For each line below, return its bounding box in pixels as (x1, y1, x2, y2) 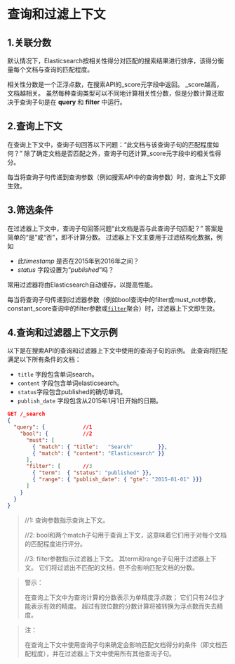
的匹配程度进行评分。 (24, 539, 86, 548)
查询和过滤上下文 (7, 6, 107, 22)
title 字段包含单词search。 (17, 370, 98, 379)
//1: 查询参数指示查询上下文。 (24, 516, 109, 524)
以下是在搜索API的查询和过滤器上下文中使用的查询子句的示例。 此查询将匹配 (7, 346, 228, 355)
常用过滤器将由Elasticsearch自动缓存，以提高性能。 (7, 280, 156, 289)
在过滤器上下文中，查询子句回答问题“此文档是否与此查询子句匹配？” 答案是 (7, 224, 224, 233)
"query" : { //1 (13, 424, 93, 431)
